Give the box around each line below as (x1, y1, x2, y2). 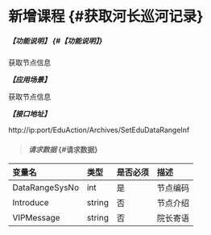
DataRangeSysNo (12, 182, 79, 193)
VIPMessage (12, 212, 60, 224)
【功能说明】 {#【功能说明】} (8, 35, 103, 45)
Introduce (12, 197, 50, 208)
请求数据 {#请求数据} (27, 144, 98, 154)
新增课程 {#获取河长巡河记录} (8, 7, 204, 26)
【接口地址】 (8, 109, 51, 119)
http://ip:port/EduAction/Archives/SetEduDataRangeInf (8, 126, 190, 135)
